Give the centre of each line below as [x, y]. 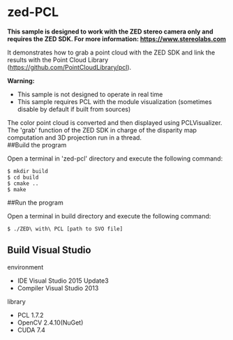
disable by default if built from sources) [74, 109]
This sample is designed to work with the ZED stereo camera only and [111, 31]
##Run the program [36, 202]
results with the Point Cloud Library [58, 59]
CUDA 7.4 [31, 330]
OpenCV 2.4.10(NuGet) [50, 323]
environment [25, 267]
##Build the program [37, 145]
